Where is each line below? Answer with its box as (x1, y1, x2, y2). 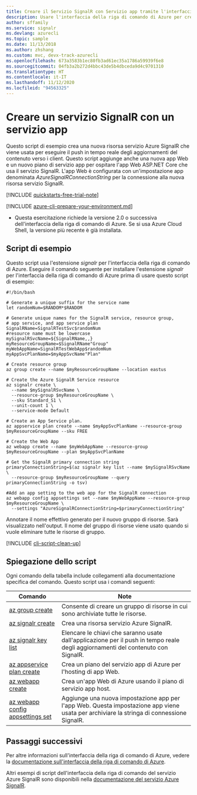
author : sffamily (6, 19, 49, 25)
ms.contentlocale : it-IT (6, 74, 67, 80)
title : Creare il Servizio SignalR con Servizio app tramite (6, 8, 159, 15)
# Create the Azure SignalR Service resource (6, 377, 119, 383)
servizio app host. (61, 684, 111, 693)
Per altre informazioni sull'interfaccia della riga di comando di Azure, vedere (6, 752, 189, 759)
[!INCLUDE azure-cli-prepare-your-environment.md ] (6, 202, 133, 209)
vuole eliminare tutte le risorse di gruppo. (6, 528, 106, 535)
